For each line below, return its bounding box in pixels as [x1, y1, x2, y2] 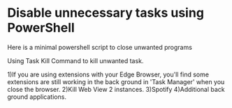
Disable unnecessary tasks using [7, 5, 205, 21]
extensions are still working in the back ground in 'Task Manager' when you [7, 77, 225, 86]
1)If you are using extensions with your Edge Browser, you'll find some [7, 70, 210, 79]
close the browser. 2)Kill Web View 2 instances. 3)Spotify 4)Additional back [7, 85, 225, 93]
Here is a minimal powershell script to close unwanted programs [7, 43, 192, 51]
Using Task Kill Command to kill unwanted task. [7, 56, 144, 65]
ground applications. [7, 93, 66, 101]
